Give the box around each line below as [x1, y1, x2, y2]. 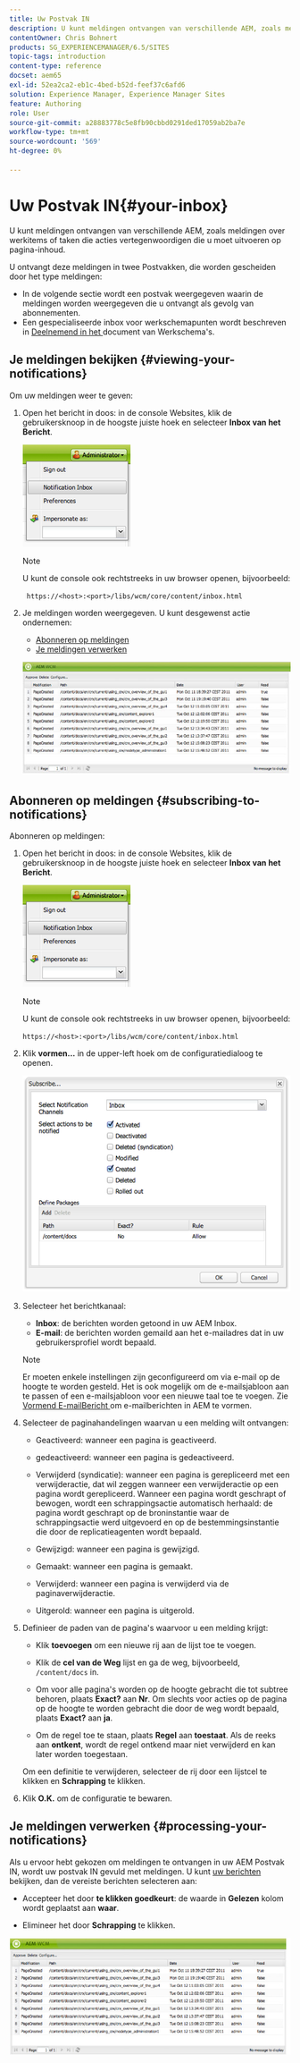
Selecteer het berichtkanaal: [21, 1300, 127, 1311]
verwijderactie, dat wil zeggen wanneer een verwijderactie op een [35, 1478, 279, 1489]
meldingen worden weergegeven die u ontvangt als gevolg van [21, 298, 254, 309]
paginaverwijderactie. [35, 1587, 116, 1598]
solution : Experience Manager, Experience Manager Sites [9, 89, 226, 98]
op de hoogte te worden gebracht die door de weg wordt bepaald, [35, 1703, 279, 1713]
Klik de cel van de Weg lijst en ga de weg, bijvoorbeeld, [35, 1657, 241, 1668]
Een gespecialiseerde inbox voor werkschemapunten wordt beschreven [21, 317, 287, 327]
